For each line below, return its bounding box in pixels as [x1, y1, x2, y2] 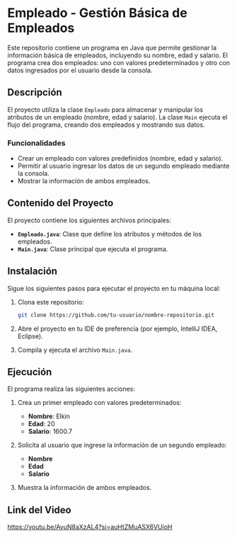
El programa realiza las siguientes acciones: [7, 384, 136, 394]
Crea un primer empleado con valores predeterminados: [17, 399, 182, 407]
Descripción [7, 86, 62, 98]
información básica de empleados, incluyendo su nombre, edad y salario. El [7, 51, 229, 59]
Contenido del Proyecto [7, 197, 114, 210]
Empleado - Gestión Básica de [7, 5, 187, 21]
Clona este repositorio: [17, 297, 84, 306]
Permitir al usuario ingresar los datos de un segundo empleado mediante [17, 161, 230, 171]
